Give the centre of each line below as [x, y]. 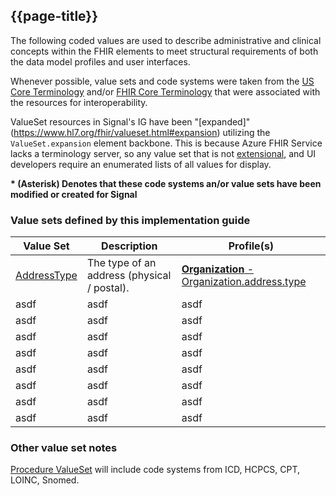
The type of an [121, 263]
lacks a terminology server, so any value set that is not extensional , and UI [163, 153]
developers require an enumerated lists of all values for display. [141, 164]
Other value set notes [64, 448]
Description [129, 246]
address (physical [129, 276]
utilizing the [246, 132]
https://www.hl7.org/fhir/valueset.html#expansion [115, 132]
